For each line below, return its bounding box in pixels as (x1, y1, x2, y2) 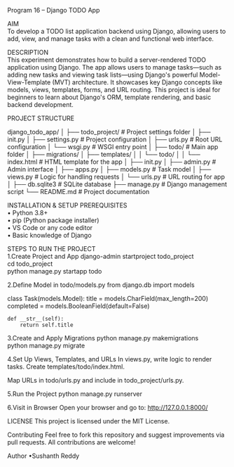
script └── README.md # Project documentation (7, 188, 150, 196)
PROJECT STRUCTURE (7, 114, 75, 122)
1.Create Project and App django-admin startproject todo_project (7, 252, 194, 260)
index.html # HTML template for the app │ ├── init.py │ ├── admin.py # (7, 158, 216, 166)
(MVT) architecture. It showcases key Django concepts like (52, 78, 223, 87)
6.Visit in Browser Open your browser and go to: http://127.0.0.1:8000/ (7, 404, 208, 411)
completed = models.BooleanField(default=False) (7, 302, 150, 310)
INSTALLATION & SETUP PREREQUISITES (7, 201, 128, 210)
